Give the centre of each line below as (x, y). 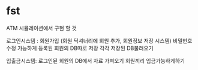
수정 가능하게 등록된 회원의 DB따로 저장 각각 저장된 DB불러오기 (80, 48)
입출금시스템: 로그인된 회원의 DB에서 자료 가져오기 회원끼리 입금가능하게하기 (95, 61)
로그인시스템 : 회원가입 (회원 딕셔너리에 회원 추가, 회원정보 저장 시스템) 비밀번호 (99, 40)
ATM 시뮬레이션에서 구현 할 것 (41, 28)
